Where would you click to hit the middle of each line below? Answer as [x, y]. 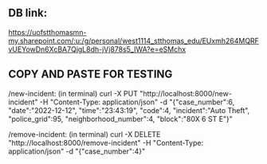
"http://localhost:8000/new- [186, 93]
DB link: [28, 13]
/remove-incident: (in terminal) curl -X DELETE [84, 134]
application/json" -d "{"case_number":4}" [77, 151]
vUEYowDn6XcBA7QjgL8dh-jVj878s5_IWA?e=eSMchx [97, 49]
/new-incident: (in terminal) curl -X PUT [73, 93]
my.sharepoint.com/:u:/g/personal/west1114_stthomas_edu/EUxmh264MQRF [133, 41]
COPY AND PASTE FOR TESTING [90, 74]
